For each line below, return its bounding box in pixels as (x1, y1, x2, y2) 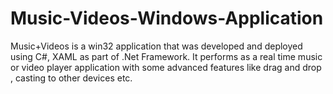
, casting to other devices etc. (10, 72, 133, 84)
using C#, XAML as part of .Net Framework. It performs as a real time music (10, 50, 323, 62)
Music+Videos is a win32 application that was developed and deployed (10, 40, 303, 52)
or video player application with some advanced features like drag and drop (10, 61, 322, 73)
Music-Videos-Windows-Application (10, 7, 324, 30)
